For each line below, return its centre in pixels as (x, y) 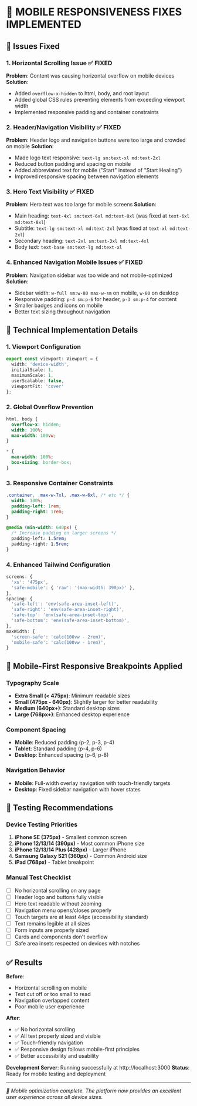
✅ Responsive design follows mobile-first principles (77, 1049)
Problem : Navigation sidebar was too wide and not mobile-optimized (89, 275)
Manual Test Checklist (39, 877)
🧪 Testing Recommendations (60, 808)
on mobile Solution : (30, 146)
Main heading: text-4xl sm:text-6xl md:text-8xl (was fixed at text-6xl (102, 216)
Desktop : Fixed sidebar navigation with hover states (77, 789)
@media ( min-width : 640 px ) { (42, 528)
